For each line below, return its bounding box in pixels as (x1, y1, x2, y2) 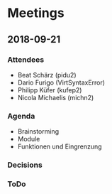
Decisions (7, 160, 43, 170)
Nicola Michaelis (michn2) (17, 93, 94, 102)
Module (17, 135, 40, 144)
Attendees (7, 55, 45, 65)
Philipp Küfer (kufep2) (17, 85, 82, 94)
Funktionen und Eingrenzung (17, 142, 102, 151)
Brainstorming (17, 127, 59, 136)
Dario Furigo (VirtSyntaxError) (17, 78, 105, 87)
